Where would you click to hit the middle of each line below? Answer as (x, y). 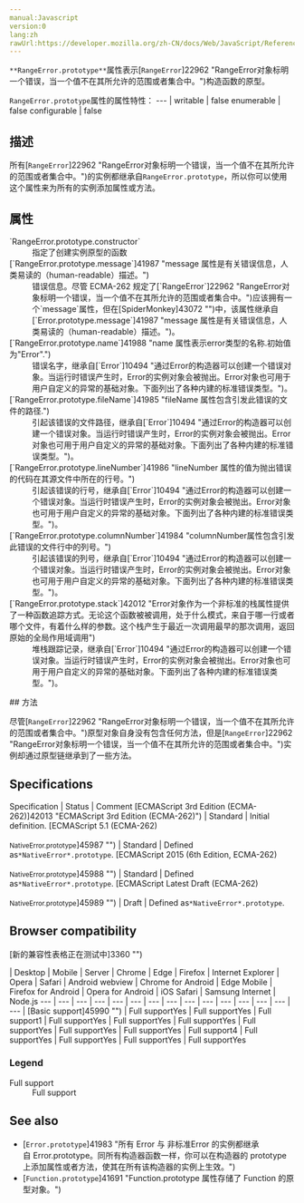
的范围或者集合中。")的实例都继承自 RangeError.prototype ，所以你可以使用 (148, 177)
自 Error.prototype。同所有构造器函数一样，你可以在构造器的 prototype (155, 1155)
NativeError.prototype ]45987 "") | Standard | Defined (101, 845)
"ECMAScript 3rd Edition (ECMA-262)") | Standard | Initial (162, 816)
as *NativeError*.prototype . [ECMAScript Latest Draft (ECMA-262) (134, 883)
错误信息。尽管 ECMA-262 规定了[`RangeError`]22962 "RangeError (157, 286)
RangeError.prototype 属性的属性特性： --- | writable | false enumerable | (145, 101)
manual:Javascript (44, 18)
